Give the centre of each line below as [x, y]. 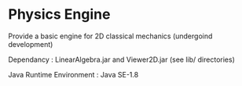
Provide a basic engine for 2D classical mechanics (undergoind [110, 36]
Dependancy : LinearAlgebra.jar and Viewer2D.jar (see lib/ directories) [122, 59]
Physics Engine [59, 14]
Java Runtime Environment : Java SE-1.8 [73, 74]
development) [31, 44]
